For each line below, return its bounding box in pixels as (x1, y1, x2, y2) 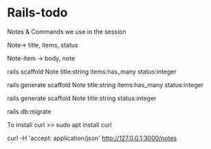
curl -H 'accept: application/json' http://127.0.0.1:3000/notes (7, 134, 177, 142)
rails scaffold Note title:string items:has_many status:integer (7, 67, 177, 76)
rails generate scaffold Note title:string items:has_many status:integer (7, 80, 204, 89)
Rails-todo (7, 5, 68, 21)
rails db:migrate (7, 107, 52, 115)
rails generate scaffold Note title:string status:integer (7, 94, 157, 102)
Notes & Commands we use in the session (7, 27, 127, 36)
